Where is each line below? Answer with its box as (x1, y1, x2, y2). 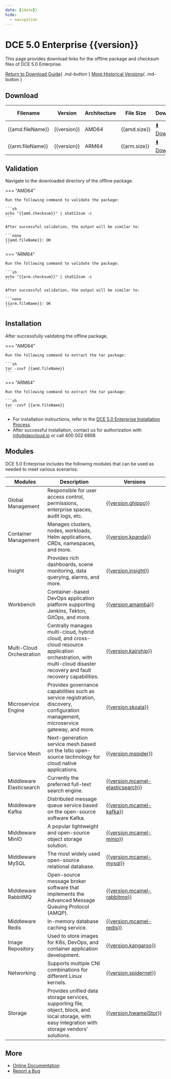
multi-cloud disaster (47, 660, 97, 667)
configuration (47, 707, 80, 714)
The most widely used (47, 850, 100, 857)
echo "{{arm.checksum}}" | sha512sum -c (5, 274, 93, 279)
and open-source (47, 829, 90, 836)
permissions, (47, 499, 78, 506)
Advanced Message (47, 896, 95, 904)
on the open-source (47, 808, 96, 815)
